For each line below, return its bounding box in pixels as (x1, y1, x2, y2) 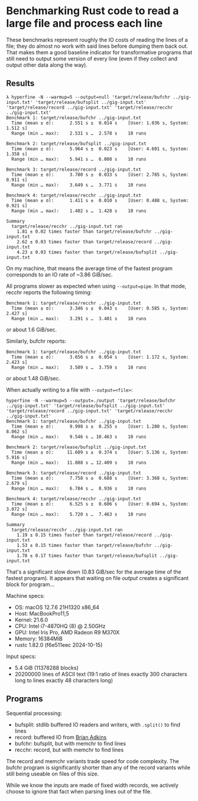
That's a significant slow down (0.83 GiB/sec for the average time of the (6, 568, 181, 575)
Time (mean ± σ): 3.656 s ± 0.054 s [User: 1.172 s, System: (11, 354, 189, 360)
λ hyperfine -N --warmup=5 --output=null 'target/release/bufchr (6, 94, 170, 100)
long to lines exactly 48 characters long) (14, 676, 113, 683)
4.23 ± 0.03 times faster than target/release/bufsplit (17, 249, 158, 255)
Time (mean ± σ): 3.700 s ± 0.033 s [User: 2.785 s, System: (11, 171, 189, 178)
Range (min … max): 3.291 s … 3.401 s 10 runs (11, 315, 147, 321)
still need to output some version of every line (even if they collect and (6, 55, 178, 62)
